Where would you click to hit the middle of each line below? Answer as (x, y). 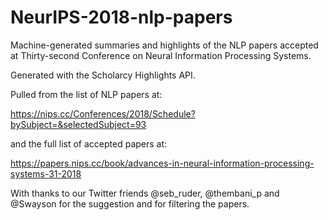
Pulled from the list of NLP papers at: (86, 94)
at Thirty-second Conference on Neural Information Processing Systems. (161, 55)
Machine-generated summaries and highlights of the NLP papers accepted (164, 45)
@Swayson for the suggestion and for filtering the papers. (130, 203)
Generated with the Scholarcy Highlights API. (103, 75)
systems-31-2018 (46, 173)
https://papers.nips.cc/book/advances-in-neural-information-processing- (162, 163)
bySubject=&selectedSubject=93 (78, 124)
